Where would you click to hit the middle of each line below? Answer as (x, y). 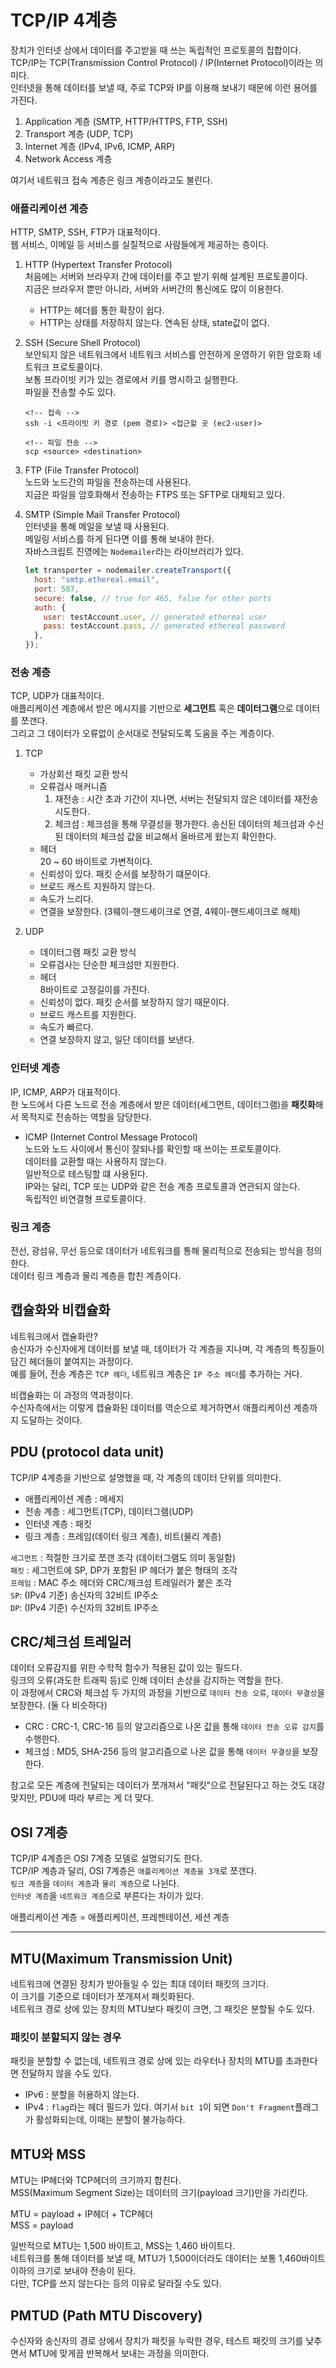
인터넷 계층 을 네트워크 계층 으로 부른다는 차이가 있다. (107, 1896)
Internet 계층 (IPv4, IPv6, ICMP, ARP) (100, 146)
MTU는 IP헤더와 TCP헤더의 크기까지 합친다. (96, 2180)
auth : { (50, 607)
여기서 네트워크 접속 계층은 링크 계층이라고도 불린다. (111, 180)
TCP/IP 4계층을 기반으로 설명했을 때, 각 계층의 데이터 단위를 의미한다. (146, 1477)
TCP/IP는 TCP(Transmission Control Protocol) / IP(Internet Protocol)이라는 (161, 62)
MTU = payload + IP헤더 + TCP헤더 (82, 2214)
